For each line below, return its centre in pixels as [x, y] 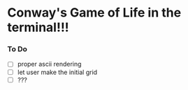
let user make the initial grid [57, 72]
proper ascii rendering [49, 64]
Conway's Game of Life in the [94, 13]
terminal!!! [38, 27]
